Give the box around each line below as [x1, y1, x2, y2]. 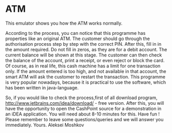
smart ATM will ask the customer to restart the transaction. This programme [5, 73, 166, 80]
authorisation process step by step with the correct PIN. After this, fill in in [5, 41, 162, 47]
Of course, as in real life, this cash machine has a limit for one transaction [5, 63, 161, 69]
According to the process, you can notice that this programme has [5, 30, 146, 36]
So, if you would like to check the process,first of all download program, [5, 94, 158, 101]
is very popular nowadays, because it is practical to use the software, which [5, 79, 166, 85]
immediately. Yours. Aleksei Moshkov [5, 122, 84, 128]
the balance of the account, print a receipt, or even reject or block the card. [5, 57, 165, 63]
